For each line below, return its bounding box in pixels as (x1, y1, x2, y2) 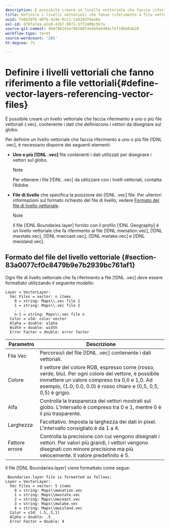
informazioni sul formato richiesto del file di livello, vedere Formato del (12, 197, 159, 203)
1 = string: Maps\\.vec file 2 (14, 303, 80, 308)
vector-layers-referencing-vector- (5, 88, 154, 99)
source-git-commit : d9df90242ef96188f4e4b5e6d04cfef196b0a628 (5, 26, 139, 31)
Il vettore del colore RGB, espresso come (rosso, (39, 363, 155, 370)
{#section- (121, 253, 157, 261)
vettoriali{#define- (78, 77, 159, 89)
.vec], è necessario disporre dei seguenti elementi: (5, 141, 111, 147)
